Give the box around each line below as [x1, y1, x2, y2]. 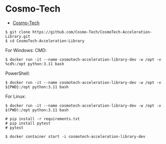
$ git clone [5, 29, 30, 34]
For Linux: [5, 93, 26, 99]
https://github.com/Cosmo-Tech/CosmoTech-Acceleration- [32, 29, 152, 34]
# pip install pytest [5, 121, 51, 126]
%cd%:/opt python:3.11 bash [5, 61, 65, 66]
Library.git [5, 34, 30, 39]
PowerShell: [5, 70, 30, 76]
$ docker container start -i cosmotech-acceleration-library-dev [5, 134, 145, 139]
